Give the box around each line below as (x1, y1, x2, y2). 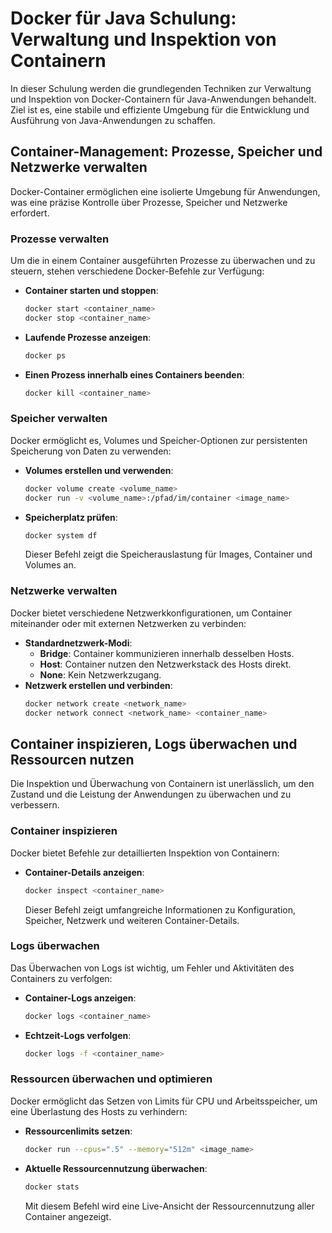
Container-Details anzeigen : (24, 866, 145, 878)
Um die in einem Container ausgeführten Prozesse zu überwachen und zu (10, 255, 316, 267)
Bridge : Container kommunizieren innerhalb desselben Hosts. (39, 647, 295, 659)
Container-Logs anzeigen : (24, 992, 137, 1004)
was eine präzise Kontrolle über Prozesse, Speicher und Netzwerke (10, 196, 288, 208)
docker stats (24, 1182, 80, 1192)
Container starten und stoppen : (24, 285, 159, 297)
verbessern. (10, 799, 60, 811)
